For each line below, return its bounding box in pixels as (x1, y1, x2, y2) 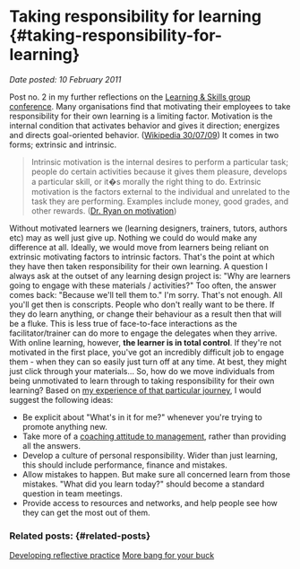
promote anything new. (21, 421, 107, 432)
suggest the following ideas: (9, 394, 114, 405)
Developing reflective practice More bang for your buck (9, 550, 215, 561)
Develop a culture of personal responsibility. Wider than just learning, (21, 450, 278, 460)
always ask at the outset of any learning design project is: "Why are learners (9, 270, 291, 281)
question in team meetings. (21, 487, 124, 499)
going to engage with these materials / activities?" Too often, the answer (9, 280, 277, 291)
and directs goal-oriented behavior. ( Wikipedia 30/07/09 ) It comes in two (9, 129, 279, 140)
